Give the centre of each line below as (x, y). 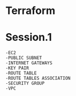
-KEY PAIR (17, 68)
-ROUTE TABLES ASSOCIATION (38, 79)
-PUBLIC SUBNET (24, 58)
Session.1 (29, 38)
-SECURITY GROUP (25, 83)
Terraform (30, 11)
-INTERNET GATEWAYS (29, 63)
